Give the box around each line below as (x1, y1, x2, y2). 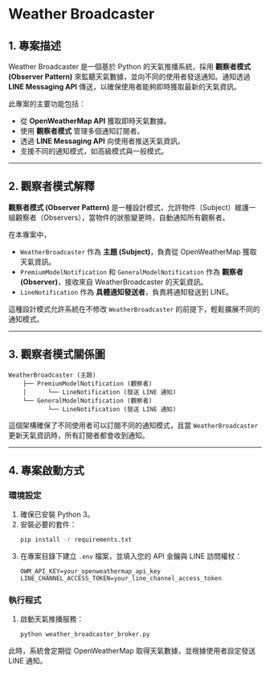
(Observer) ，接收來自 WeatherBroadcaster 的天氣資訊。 (19, 277, 208, 287)
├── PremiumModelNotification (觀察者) (22, 379, 153, 387)
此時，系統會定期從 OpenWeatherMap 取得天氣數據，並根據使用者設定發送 (8, 646, 256, 656)
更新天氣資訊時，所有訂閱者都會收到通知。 (8, 430, 149, 440)
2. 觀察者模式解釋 (8, 180, 95, 193)
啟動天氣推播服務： (19, 614, 84, 624)
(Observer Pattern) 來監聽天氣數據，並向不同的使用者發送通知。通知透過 (8, 72, 251, 81)
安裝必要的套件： (19, 520, 77, 530)
